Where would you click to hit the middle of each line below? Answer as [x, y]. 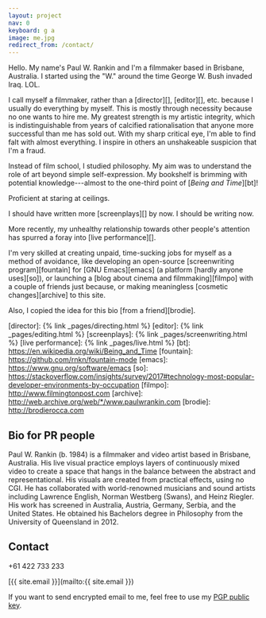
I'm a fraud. [27, 151]
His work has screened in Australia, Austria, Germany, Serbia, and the [122, 504]
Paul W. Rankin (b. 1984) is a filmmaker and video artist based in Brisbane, [130, 454]
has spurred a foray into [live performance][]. [82, 238]
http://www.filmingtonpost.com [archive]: [76, 393]
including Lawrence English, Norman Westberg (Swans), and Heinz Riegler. [131, 496]
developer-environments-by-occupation [74, 385]
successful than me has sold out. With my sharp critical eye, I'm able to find [132, 134]
